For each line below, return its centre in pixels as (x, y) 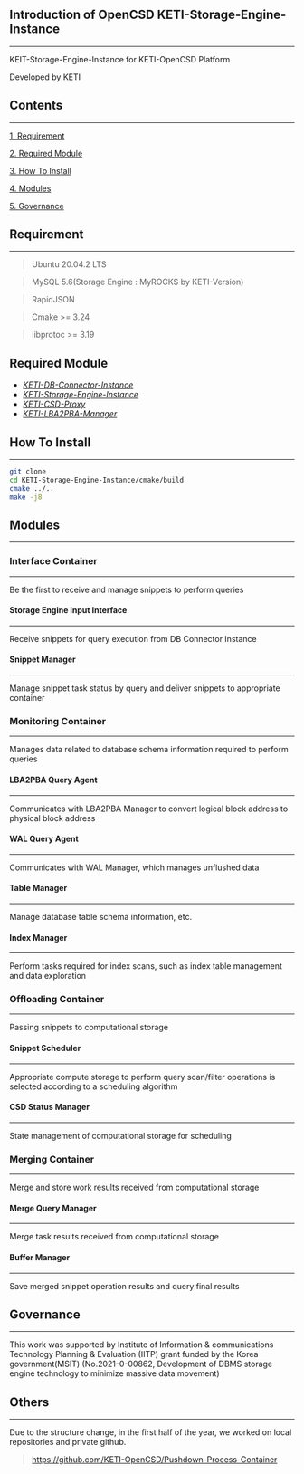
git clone (28, 472)
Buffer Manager (40, 1257)
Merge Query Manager (53, 1208)
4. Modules (30, 188)
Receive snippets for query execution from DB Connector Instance (133, 638)
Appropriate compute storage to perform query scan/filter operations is (142, 1077)
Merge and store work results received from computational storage (134, 1187)
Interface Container (53, 561)
